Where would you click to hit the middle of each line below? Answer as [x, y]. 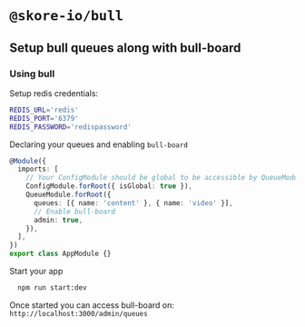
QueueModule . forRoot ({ [69, 194]
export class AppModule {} [60, 254]
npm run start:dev [53, 288]
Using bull [32, 74]
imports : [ [38, 169]
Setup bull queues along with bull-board [125, 48]
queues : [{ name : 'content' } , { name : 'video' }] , [133, 203]
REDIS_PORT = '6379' [44, 118]
